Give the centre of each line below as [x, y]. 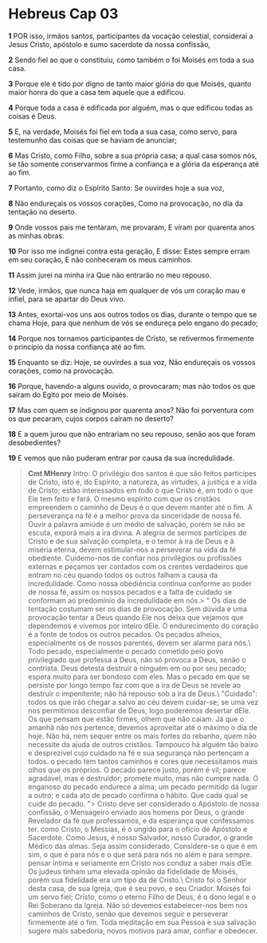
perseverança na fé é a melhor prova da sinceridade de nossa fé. [135, 516]
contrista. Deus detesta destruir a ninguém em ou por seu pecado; [137, 668]
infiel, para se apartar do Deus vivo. [67, 299]
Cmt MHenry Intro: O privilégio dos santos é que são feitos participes [142, 473]
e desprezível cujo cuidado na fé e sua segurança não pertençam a [138, 752]
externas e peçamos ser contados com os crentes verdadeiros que [138, 566]
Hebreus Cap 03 [63, 14]
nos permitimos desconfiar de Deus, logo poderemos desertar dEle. [139, 710]
